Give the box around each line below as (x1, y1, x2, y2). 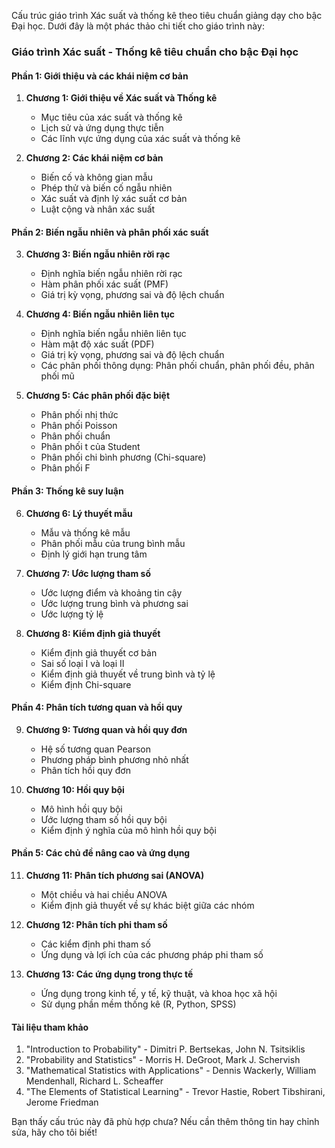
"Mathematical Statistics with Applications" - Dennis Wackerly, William (25, 1065, 317, 1077)
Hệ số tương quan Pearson (40, 743, 152, 755)
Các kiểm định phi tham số (40, 938, 151, 950)
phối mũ (40, 370, 75, 382)
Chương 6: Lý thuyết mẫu (25, 507, 133, 519)
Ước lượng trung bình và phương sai (40, 597, 189, 609)
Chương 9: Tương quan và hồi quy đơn (25, 723, 188, 735)
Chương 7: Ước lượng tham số (25, 567, 152, 579)
